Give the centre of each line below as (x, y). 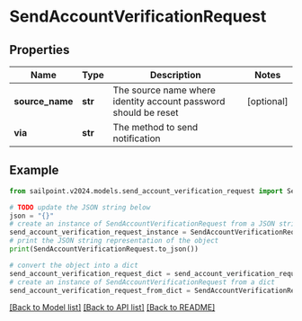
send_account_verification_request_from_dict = (100, 290)
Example (34, 170)
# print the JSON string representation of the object (114, 241)
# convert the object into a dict (74, 265)
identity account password (169, 101)
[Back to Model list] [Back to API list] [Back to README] (112, 308)
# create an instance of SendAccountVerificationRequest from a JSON (142, 224)
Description (175, 75)
